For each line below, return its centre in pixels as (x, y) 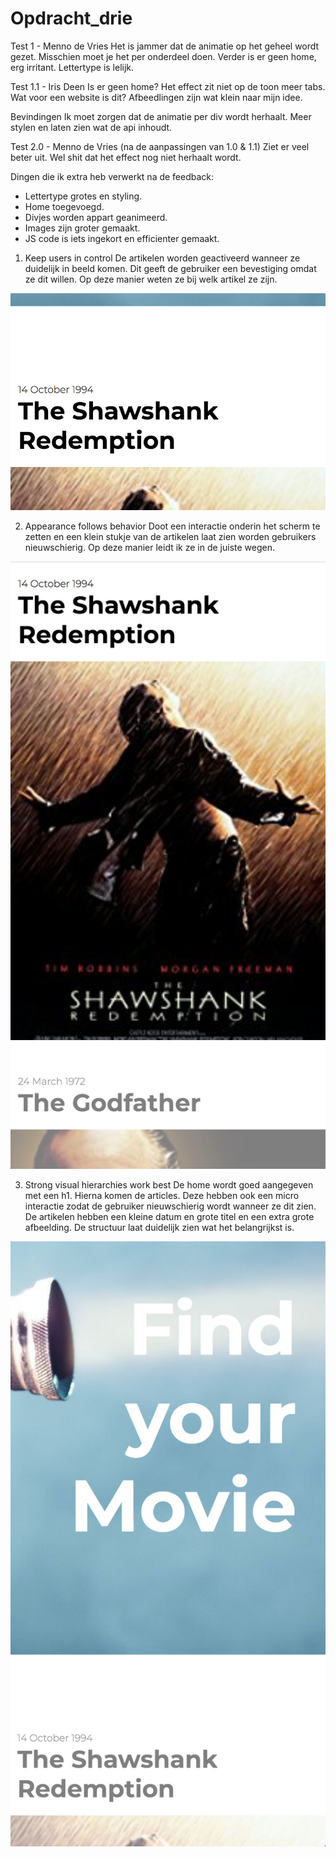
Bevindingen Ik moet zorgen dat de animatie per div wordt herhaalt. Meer (161, 116)
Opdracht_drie (71, 18)
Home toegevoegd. (64, 206)
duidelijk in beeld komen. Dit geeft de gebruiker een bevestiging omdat (170, 268)
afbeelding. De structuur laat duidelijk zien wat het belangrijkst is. (159, 1227)
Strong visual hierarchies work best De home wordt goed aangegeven (169, 1184)
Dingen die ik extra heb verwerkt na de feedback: (112, 176)
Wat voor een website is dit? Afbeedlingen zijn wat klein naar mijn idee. (156, 97)
